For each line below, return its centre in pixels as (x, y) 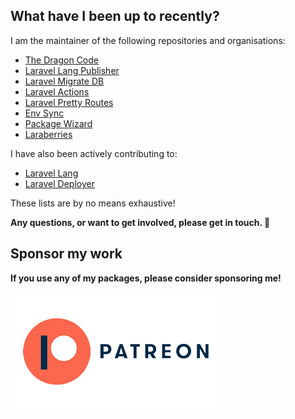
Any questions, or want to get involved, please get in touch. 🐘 (140, 222)
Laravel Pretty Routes (69, 102)
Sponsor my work (66, 254)
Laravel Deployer (59, 183)
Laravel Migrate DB (64, 81)
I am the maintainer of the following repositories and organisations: (148, 40)
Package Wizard (58, 123)
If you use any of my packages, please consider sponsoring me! (146, 278)
